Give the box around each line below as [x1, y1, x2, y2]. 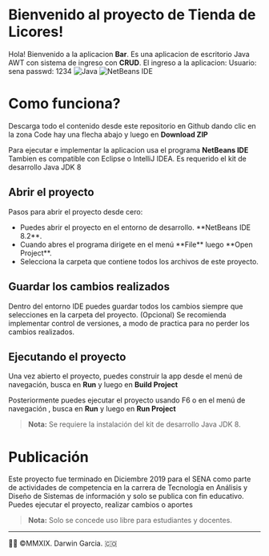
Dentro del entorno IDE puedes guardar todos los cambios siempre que [8, 301, 243, 311]
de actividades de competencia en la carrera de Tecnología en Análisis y [8, 483, 248, 493]
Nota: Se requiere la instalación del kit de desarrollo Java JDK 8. [27, 419, 242, 429]
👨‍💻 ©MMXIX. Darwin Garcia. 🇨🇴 [8, 538, 118, 548]
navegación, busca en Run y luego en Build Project [8, 380, 179, 390]
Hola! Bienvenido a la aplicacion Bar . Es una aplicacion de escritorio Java [8, 49, 250, 59]
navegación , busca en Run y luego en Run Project [8, 404, 176, 414]
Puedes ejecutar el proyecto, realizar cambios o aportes [8, 500, 194, 509]
